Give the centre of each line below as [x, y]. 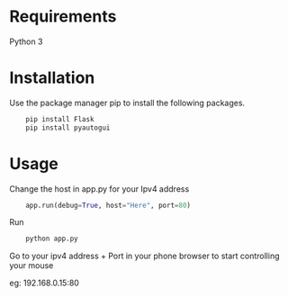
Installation [52, 78]
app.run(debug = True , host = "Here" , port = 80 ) [108, 205]
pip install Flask [60, 119]
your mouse [31, 265]
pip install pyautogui [68, 128]
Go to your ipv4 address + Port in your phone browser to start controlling [145, 256]
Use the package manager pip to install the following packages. [127, 103]
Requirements [63, 17]
